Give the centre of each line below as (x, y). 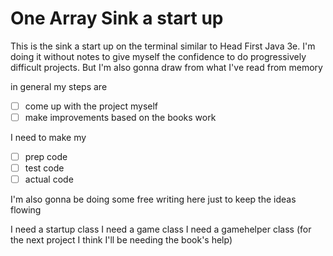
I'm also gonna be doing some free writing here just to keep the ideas (153, 199)
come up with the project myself (91, 106)
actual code (49, 179)
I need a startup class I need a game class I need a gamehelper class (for (161, 229)
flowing (26, 210)
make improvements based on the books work (120, 117)
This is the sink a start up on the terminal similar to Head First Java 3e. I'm (163, 46)
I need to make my (48, 138)
